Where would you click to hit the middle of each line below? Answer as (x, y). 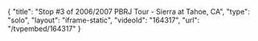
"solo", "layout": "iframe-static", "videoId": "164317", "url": (104, 20)
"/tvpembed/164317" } (44, 29)
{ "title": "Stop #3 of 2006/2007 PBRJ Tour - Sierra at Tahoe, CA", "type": (129, 12)
